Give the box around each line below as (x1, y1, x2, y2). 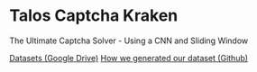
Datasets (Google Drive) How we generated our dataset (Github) (9, 52, 249, 63)
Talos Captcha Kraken (9, 5, 179, 26)
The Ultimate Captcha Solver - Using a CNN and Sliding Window (9, 35, 249, 46)
